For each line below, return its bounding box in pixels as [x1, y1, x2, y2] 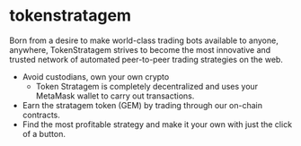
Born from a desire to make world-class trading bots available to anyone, [9, 35, 279, 46]
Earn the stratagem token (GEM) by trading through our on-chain [22, 99, 263, 110]
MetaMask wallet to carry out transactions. [35, 90, 195, 101]
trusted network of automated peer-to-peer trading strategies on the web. [9, 54, 283, 64]
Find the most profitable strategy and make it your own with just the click [22, 118, 293, 130]
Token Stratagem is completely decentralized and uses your [35, 81, 259, 91]
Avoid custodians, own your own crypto [22, 71, 170, 82]
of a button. [22, 128, 66, 139]
